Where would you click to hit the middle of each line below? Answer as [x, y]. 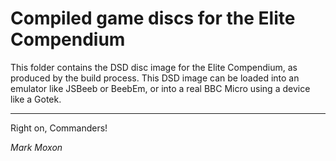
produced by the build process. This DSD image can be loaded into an [155, 78]
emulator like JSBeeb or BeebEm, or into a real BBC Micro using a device [160, 88]
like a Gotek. [36, 99]
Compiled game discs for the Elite [153, 18]
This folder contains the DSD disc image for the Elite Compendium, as [154, 67]
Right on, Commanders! [59, 128]
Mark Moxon [36, 147]
